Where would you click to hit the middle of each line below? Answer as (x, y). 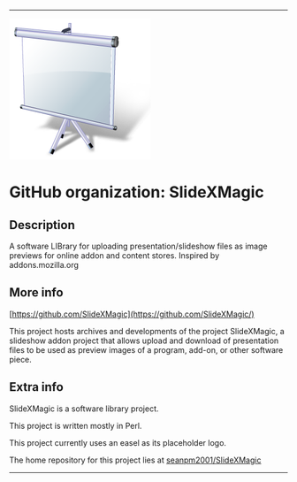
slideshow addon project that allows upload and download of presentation (144, 340)
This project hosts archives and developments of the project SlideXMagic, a (147, 331)
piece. (21, 359)
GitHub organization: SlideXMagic (137, 192)
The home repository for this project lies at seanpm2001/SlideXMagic (135, 460)
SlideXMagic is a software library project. (84, 409)
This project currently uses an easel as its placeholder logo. (118, 442)
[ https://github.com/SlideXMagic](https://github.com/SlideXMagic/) (132, 314)
